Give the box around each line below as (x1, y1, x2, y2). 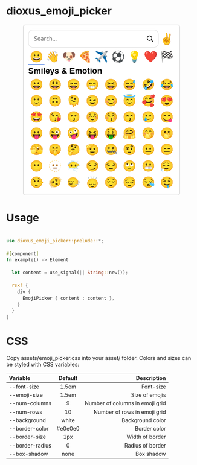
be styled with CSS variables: (6, 361, 80, 369)
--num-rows (8, 408, 43, 416)
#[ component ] (6, 250, 39, 257)
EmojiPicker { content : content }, (22, 295, 115, 301)
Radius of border (124, 441, 166, 449)
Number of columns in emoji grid (84, 400, 166, 407)
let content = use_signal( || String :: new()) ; (11, 270, 129, 276)
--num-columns (8, 400, 52, 407)
